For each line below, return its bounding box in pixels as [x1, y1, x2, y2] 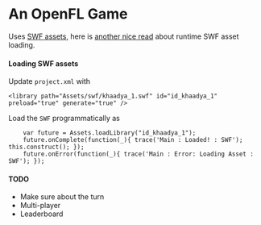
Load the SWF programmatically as [8, 114, 121, 123]
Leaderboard [19, 209, 64, 219]
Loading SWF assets [8, 58, 79, 69]
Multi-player [19, 201, 61, 210]
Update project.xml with [8, 77, 91, 86]
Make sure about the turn [19, 192, 105, 202]
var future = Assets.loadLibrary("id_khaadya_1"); [23, 129, 197, 137]
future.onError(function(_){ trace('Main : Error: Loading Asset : [23, 150, 254, 158]
